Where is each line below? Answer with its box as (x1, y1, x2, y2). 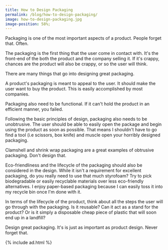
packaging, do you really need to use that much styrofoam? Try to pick (5, 173, 152, 179)
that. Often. (5, 41, 29, 47)
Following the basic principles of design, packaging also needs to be (5, 116, 147, 122)
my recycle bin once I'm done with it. (5, 189, 81, 195)
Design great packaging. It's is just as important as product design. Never (5, 224, 158, 230)
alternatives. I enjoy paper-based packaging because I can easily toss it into (5, 184, 163, 190)
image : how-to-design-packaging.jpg (5, 17, 82, 22)
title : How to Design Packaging (5, 7, 73, 13)
